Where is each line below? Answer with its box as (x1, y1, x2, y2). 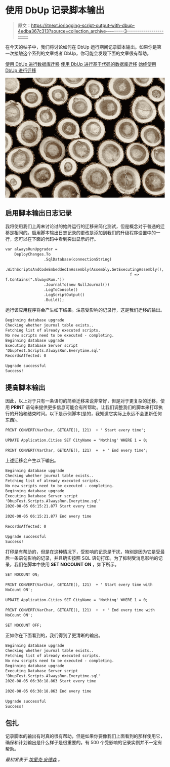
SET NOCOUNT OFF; (5, 623, 42, 628)
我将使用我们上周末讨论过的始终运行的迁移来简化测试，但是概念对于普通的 (5, 223, 160, 229)
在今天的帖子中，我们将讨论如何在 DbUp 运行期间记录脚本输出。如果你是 (5, 44, 157, 50)
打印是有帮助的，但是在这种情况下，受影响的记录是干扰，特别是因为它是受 (5, 549, 160, 555)
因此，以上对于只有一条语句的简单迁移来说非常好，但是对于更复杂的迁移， (5, 397, 160, 404)
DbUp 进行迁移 (5, 67, 36, 74)
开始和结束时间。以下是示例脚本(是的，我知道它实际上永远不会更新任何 (14, 410, 162, 416)
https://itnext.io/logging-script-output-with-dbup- (31, 22, 135, 28)
